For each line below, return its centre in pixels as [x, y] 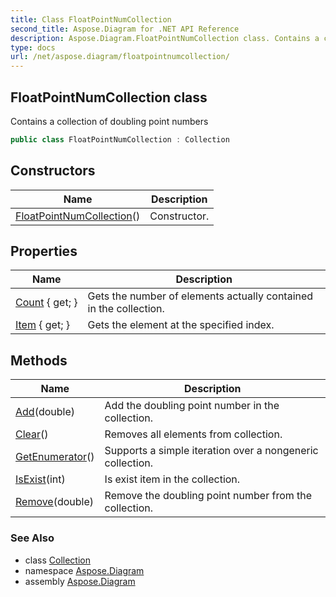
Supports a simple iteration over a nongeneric [211, 451]
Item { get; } [43, 325]
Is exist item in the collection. [172, 479]
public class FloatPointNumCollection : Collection [120, 139]
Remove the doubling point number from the [208, 496]
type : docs [33, 47]
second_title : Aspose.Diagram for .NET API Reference [125, 29]
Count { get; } [46, 303]
